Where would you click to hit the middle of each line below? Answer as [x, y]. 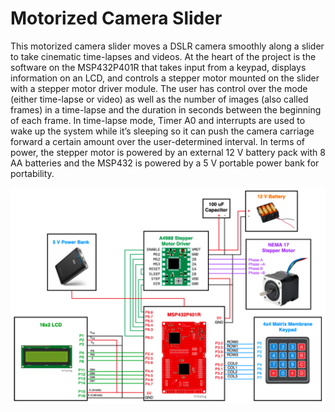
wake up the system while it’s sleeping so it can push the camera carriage [162, 131]
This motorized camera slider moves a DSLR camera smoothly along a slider [167, 46]
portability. [32, 173]
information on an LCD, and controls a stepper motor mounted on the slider [165, 78]
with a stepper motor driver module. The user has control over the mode [159, 88]
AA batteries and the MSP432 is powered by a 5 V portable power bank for [165, 163]
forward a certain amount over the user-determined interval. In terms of [158, 141]
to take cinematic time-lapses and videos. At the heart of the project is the [163, 56]
